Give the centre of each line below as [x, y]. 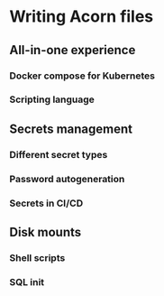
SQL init [27, 282]
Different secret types [59, 154]
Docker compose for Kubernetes [82, 76]
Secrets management [71, 129]
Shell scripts [37, 257]
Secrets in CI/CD [46, 203]
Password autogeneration [67, 179]
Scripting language [52, 99]
